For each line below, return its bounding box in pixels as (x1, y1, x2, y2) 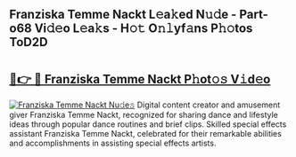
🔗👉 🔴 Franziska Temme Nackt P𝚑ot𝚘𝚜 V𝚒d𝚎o (9, 71, 271, 87)
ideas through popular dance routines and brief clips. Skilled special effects (9, 119, 287, 130)
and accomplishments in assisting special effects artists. (9, 137, 217, 148)
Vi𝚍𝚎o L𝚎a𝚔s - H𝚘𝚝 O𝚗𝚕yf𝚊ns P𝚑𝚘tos (34, 21, 253, 36)
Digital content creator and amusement (136, 99, 281, 110)
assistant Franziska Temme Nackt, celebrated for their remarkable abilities (9, 129, 283, 138)
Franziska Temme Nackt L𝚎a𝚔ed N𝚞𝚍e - (9, 7, 237, 22)
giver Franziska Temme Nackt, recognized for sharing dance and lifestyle (9, 110, 278, 120)
